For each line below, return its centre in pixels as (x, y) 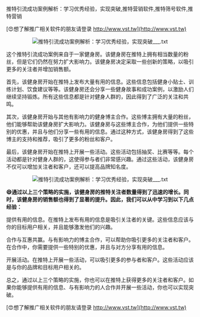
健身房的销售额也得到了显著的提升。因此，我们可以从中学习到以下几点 (108, 199)
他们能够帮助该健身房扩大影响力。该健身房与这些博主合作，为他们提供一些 (97, 124)
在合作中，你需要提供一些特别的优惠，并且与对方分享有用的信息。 (87, 247)
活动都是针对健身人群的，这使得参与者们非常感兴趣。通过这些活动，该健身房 (100, 159)
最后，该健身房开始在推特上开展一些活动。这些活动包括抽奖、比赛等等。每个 (100, 152)
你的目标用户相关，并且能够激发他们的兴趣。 (61, 227)
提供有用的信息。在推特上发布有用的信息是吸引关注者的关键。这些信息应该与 (100, 220)
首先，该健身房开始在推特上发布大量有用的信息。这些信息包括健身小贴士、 (97, 82)
